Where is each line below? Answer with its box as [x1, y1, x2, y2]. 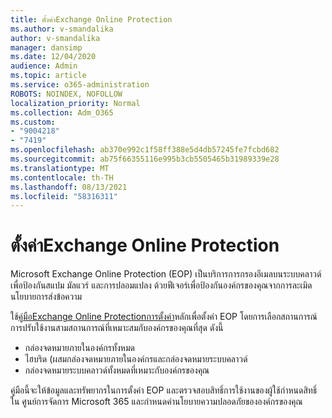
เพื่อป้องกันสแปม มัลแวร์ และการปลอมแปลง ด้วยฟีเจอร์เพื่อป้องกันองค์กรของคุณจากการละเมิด [10, 279, 313, 291]
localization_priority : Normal [10, 98, 141, 108]
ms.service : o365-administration [10, 80, 150, 90]
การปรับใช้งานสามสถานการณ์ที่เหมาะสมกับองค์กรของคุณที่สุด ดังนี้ [10, 322, 224, 334]
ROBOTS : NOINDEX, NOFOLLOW [10, 89, 123, 99]
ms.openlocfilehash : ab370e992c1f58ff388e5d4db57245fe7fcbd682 [10, 145, 280, 155]
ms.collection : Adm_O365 [10, 107, 114, 118]
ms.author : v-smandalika [10, 24, 114, 34]
